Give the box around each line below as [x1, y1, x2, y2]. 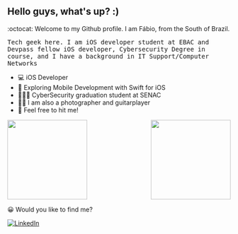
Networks [7, 59, 38, 67]
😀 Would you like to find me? [7, 205, 93, 213]
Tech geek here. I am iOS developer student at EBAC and [7, 38, 210, 46]
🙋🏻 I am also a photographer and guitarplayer [17, 98, 151, 107]
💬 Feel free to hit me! [17, 105, 79, 114]
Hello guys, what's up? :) [7, 6, 119, 18]
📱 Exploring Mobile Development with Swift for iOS [17, 83, 166, 91]
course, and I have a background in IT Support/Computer [7, 52, 210, 60]
